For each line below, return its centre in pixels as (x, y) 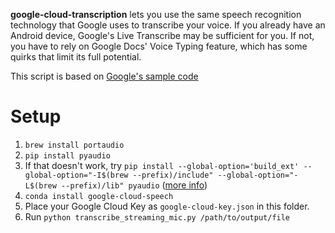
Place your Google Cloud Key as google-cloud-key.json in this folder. (167, 206)
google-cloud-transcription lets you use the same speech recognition (156, 14)
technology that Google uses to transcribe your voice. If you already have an (168, 25)
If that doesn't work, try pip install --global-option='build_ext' (162, 165)
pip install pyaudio (67, 155)
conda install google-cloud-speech (99, 196)
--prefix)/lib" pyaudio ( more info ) (134, 185)
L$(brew (40, 185)
